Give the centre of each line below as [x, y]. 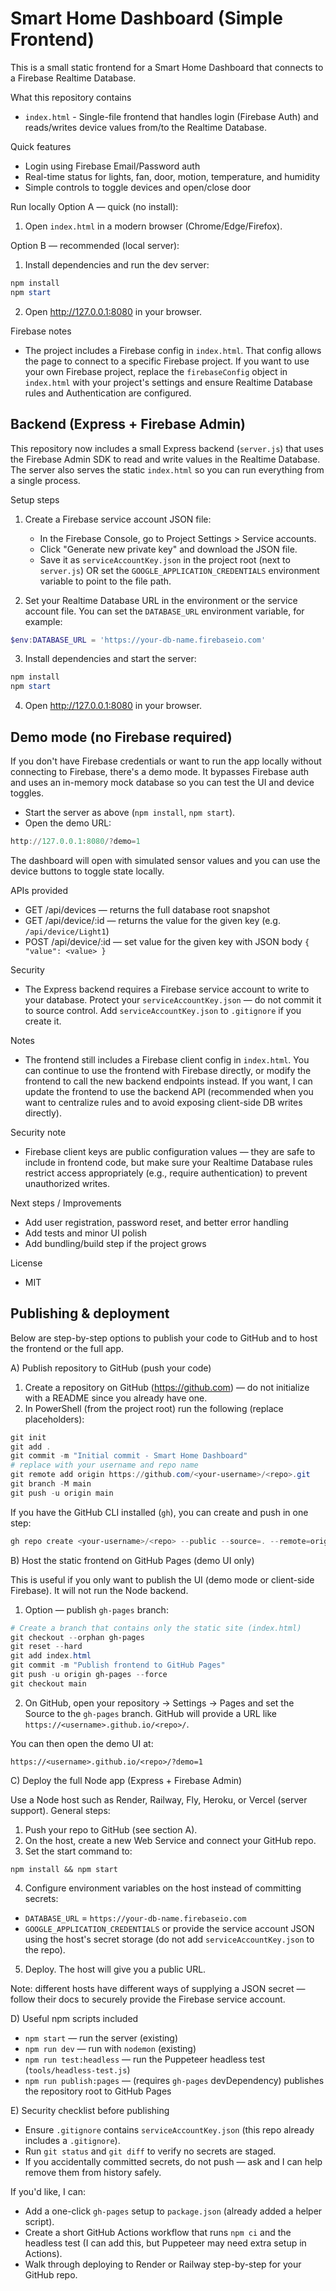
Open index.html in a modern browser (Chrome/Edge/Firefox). [153, 226]
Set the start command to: [78, 1851]
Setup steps [35, 499]
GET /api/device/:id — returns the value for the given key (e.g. [152, 920]
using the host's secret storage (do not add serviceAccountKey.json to [169, 1939]
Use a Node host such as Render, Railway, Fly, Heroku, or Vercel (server [159, 1799]
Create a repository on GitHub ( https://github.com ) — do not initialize [167, 1387]
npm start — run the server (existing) [101, 2038]
